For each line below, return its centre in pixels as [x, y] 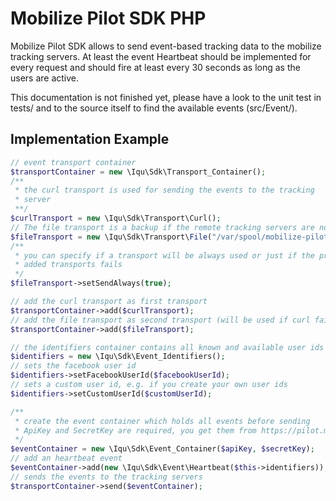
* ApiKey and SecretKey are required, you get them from [135, 430]
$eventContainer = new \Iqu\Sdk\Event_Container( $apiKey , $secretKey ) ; [162, 449]
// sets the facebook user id [73, 366]
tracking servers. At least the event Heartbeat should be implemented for [161, 56]
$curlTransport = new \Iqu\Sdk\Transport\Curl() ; [116, 218]
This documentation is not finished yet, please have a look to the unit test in [166, 97]
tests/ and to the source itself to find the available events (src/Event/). [154, 108]
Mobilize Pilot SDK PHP [108, 18]
